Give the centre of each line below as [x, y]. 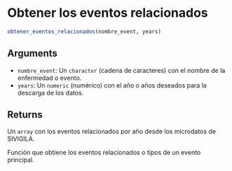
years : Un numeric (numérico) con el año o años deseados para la [112, 85]
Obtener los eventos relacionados [108, 13]
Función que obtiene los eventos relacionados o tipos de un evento [104, 153]
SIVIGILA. [21, 139]
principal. [21, 160]
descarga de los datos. [50, 93]
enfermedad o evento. [49, 78]
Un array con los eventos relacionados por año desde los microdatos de [111, 132]
